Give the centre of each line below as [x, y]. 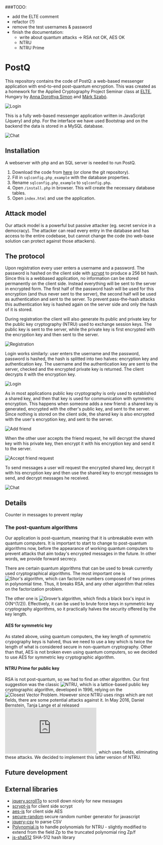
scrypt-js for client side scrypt [42, 806]
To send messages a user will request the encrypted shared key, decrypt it [80, 468]
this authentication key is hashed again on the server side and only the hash [81, 304]
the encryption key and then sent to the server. [52, 335]
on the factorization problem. [34, 589]
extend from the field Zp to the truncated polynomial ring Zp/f [74, 832]
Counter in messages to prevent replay [44, 515]
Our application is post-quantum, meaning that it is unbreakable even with [79, 538]
